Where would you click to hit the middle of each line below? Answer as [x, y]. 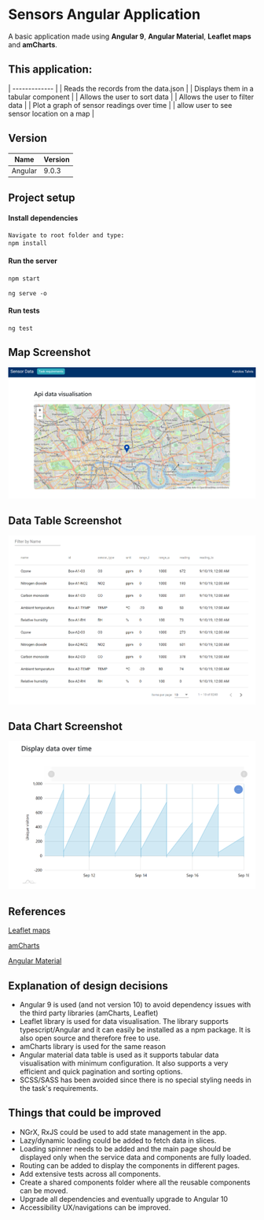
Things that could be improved [85, 1113]
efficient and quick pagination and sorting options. [101, 1072]
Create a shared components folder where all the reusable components [135, 1182]
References [37, 911]
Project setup [42, 198]
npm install [27, 243]
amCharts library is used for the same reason [93, 1047]
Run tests [24, 311]
